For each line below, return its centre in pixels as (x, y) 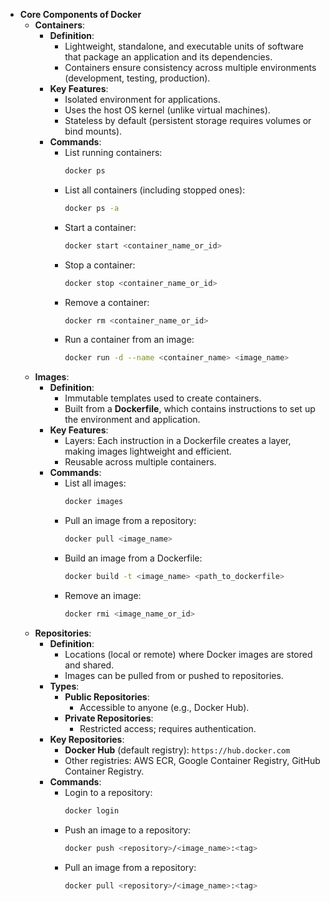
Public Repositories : (107, 696)
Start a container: (100, 227)
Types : (64, 686)
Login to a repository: (108, 792)
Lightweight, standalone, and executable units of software (184, 46)
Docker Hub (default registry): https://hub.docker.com (177, 750)
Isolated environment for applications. (142, 99)
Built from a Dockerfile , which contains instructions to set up (190, 409)
